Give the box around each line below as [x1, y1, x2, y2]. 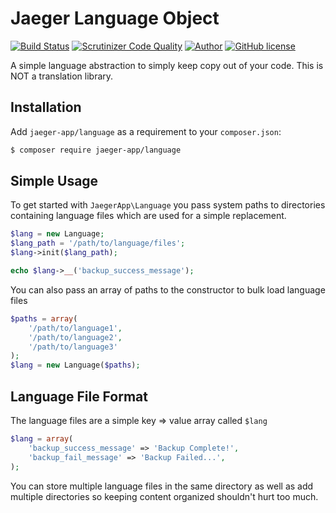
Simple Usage [10, 173, 99, 190]
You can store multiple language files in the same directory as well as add [10, 480, 314, 492]
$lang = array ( [10, 434, 74, 444]
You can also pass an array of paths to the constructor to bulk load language [10, 283, 326, 296]
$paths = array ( [10, 313, 78, 324]
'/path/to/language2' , [28, 332, 123, 342]
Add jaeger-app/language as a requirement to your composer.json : [10, 125, 282, 137]
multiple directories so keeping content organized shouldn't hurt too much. [10, 490, 319, 502]
